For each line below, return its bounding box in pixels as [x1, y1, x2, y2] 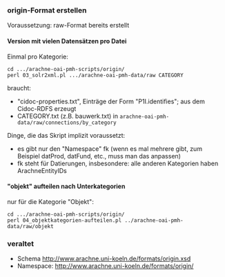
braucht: [7, 83, 31, 92]
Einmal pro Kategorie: [7, 52, 69, 61]
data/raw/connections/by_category [17, 119, 117, 126]
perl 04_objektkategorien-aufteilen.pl [7, 216, 122, 224]
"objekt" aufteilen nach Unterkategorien [7, 182, 126, 191]
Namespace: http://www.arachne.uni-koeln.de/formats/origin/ [17, 262, 194, 270]
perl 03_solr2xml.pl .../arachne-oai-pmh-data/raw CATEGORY [7, 72, 184, 79]
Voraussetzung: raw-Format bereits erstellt [7, 21, 130, 30]
